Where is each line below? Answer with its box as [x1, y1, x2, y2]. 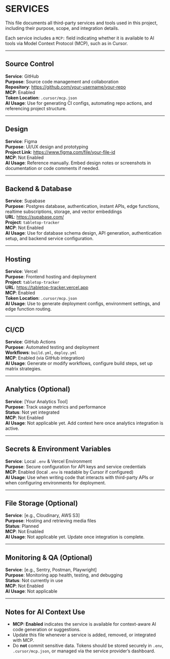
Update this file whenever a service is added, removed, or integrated [12, 632, 156, 638]
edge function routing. [5, 306, 52, 312]
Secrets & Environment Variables [5, 445, 111, 453]
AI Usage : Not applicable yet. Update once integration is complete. [5, 534, 145, 540]
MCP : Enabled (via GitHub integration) [5, 355, 85, 361]
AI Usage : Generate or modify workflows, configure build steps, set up [5, 360, 153, 366]
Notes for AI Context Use [5, 607, 86, 616]
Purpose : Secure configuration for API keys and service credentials [5, 463, 146, 469]
